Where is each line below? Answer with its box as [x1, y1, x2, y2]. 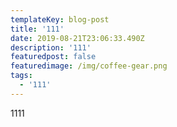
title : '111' [10, 24, 65, 34]
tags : [10, 71, 33, 81]
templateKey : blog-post [10, 14, 110, 25]
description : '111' [10, 42, 92, 53]
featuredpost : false [10, 52, 97, 62]
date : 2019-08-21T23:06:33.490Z [10, 33, 145, 43]
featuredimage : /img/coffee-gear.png [10, 61, 168, 71]
